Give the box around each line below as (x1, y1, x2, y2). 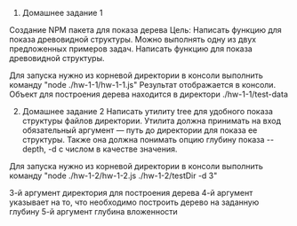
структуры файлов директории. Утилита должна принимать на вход (21, 115, 282, 126)
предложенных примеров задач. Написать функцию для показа (9, 43, 253, 54)
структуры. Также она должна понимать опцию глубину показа (21, 135, 265, 144)
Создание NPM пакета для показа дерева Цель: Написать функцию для (9, 25, 282, 35)
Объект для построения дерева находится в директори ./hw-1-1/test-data (9, 89, 289, 99)
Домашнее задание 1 (21, 8, 103, 18)
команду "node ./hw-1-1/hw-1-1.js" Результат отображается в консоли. (9, 80, 277, 90)
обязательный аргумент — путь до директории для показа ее (21, 125, 258, 136)
